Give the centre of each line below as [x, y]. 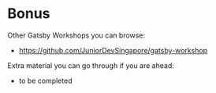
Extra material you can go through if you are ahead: [91, 65]
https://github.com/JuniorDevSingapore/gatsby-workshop [113, 50]
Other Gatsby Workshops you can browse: [76, 35]
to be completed [45, 80]
